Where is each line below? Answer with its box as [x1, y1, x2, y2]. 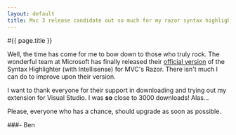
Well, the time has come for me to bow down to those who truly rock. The [7, 50, 220, 58]
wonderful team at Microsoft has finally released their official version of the [7, 57, 225, 65]
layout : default [7, 10, 55, 18]
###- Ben [7, 120, 35, 129]
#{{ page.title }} [7, 36, 53, 44]
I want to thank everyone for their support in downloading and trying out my [7, 86, 227, 94]
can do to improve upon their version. [7, 72, 116, 81]
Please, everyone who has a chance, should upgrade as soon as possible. [7, 107, 221, 115]
